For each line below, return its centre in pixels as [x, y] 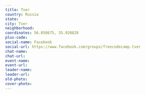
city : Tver [16, 24]
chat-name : [16, 51]
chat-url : [15, 56]
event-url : [16, 65]
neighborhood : [20, 28]
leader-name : [19, 70]
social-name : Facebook [29, 42]
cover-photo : [19, 84]
